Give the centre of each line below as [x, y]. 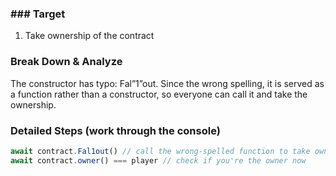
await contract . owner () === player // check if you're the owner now [158, 160]
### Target [38, 14]
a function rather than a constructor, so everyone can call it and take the [159, 94]
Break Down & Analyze [66, 62]
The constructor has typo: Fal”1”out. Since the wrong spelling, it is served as [167, 83]
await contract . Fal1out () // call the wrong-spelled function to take [160, 151]
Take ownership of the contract [89, 36]
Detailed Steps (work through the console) [115, 130]
